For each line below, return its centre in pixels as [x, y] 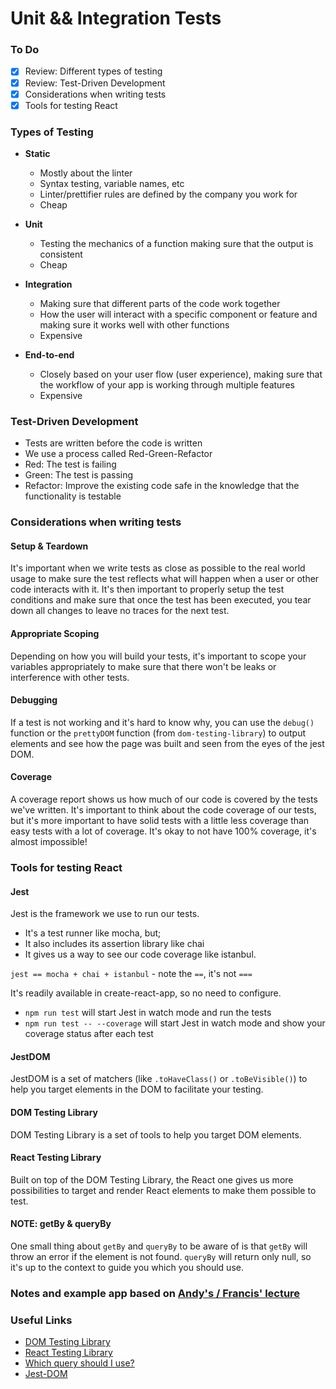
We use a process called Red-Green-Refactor [118, 454]
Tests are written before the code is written [113, 443]
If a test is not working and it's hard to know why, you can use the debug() [162, 722]
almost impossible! [49, 842]
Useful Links [41, 1320]
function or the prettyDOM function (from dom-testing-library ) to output [158, 733]
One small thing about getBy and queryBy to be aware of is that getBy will [159, 1246]
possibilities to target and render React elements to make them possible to [163, 1190]
